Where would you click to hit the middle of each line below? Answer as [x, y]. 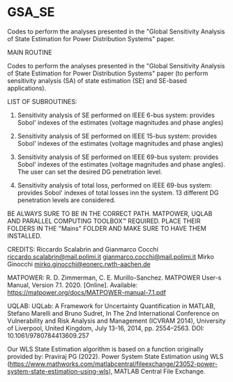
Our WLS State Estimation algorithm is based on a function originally [105, 349]
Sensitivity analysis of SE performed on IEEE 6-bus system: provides [116, 115]
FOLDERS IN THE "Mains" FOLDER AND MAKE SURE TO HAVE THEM [107, 228]
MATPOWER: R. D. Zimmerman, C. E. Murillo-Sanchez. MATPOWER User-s [114, 277]
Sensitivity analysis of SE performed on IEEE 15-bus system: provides [117, 136]
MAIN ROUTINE [30, 52]
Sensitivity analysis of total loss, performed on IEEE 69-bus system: [114, 185]
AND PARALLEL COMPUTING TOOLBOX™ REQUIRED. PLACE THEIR [104, 221]
